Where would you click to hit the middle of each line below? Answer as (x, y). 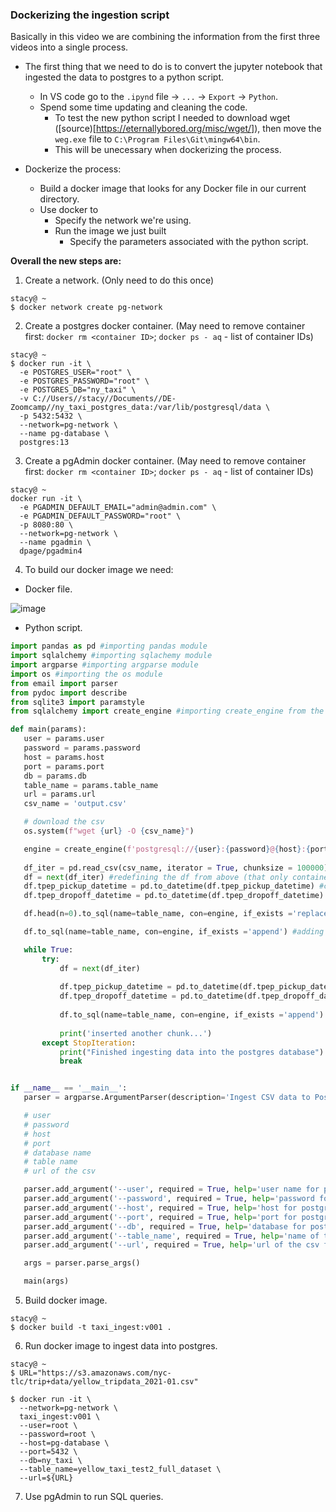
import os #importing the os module (86, 674)
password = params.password (82, 748)
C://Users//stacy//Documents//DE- (104, 399)
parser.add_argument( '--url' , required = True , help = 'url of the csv (171, 1245)
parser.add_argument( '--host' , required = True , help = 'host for (160, 1208)
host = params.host (64, 757)
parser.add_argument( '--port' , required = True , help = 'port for (160, 1217)
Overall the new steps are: (66, 261)
